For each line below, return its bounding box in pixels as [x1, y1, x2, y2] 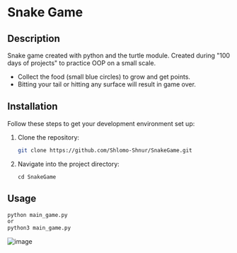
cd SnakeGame [17, 173, 57, 181]
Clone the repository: [17, 133, 80, 142]
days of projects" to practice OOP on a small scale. [7, 59, 156, 67]
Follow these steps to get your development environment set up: [7, 119, 195, 128]
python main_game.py [7, 211, 69, 218]
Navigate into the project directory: [17, 159, 120, 168]
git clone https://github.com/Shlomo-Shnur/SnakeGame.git [17, 147, 192, 154]
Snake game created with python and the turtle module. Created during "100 [7, 51, 231, 60]
